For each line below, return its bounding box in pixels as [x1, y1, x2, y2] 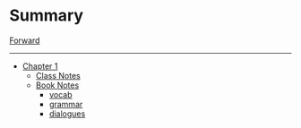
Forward [9, 35, 40, 46]
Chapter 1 [21, 60, 58, 72]
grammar [48, 98, 83, 109]
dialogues [48, 108, 86, 119]
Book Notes [35, 80, 80, 90]
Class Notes [35, 70, 81, 81]
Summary [9, 5, 83, 26]
